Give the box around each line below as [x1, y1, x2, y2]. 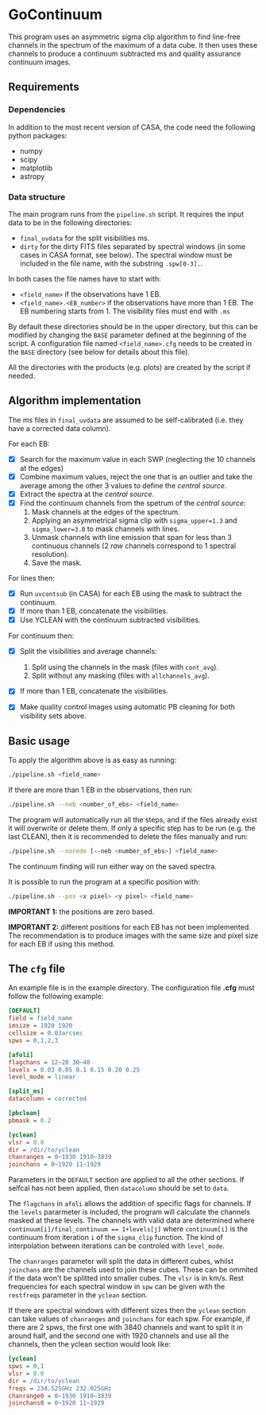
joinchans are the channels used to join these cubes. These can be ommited [8, 1265, 258, 1274]
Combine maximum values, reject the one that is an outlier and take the [19, 472, 253, 481]
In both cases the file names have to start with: [8, 274, 161, 283]
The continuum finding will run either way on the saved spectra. [8, 861, 217, 871]
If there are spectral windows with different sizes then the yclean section [8, 1306, 246, 1316]
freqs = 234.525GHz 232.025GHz [8, 1384, 112, 1393]
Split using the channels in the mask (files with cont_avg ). [31, 663, 219, 672]
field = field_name [8, 1014, 73, 1023]
